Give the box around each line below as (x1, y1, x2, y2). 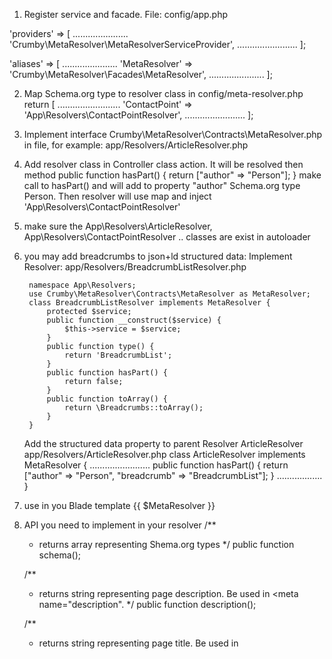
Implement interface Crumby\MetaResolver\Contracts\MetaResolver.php (23, 129, 323, 140)
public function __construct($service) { (46, 315, 222, 325)
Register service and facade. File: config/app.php (23, 9, 229, 20)
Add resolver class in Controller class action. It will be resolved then (23, 159, 304, 170)
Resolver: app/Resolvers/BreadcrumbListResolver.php (23, 261, 247, 273)
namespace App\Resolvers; (28, 280, 137, 290)
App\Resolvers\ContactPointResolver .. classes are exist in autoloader (23, 231, 311, 243)
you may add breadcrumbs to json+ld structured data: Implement (23, 250, 293, 262)
